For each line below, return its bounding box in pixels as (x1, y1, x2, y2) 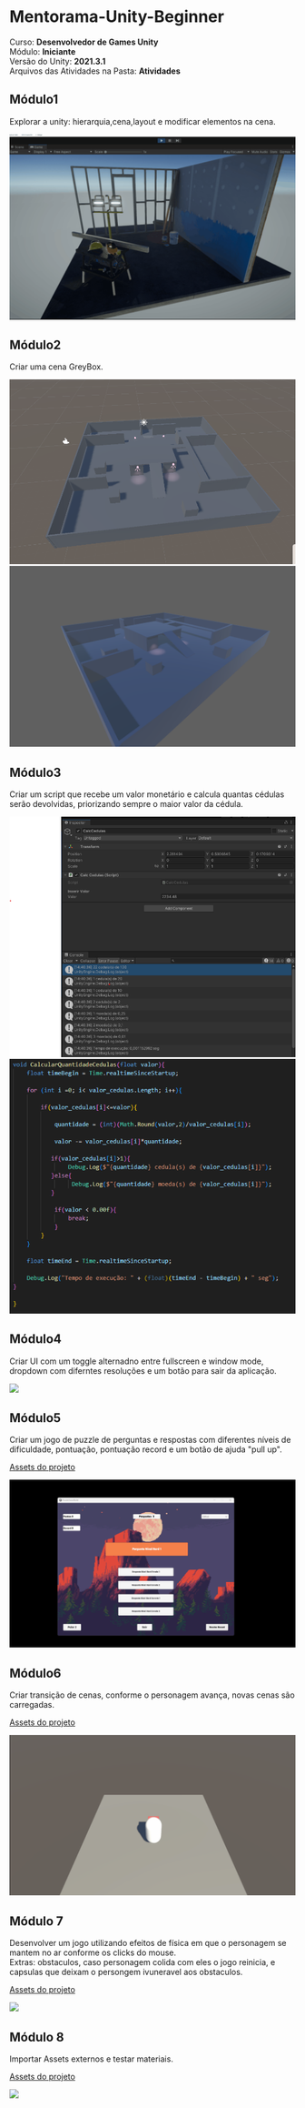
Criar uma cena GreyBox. (9, 361, 103, 372)
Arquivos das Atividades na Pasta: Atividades (9, 66, 182, 76)
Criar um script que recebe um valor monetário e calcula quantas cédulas (9, 789, 285, 800)
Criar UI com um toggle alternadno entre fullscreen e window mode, (9, 1356, 264, 1367)
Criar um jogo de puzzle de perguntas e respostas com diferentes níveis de (9, 1435, 291, 1446)
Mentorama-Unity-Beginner (9, 6, 225, 27)
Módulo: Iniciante (9, 45, 76, 56)
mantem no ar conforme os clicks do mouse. (9, 1947, 177, 1958)
